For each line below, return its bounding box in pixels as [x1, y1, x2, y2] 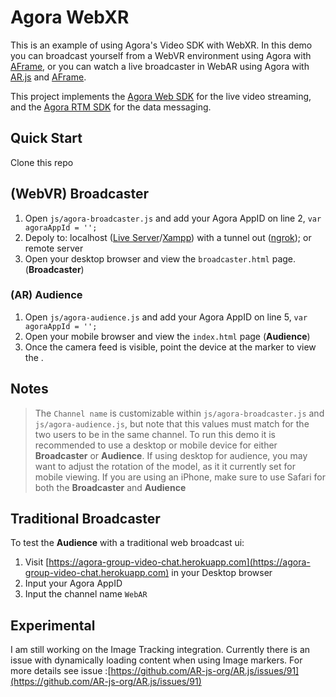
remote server [24, 242, 84, 254]
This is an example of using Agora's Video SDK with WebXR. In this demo [10, 39, 313, 51]
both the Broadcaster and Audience [34, 481, 187, 493]
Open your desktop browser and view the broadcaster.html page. [24, 252, 297, 265]
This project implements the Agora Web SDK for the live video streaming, [10, 90, 312, 102]
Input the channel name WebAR [24, 588, 148, 600]
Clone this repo [10, 156, 74, 168]
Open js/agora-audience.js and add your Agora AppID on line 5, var [24, 311, 308, 323]
